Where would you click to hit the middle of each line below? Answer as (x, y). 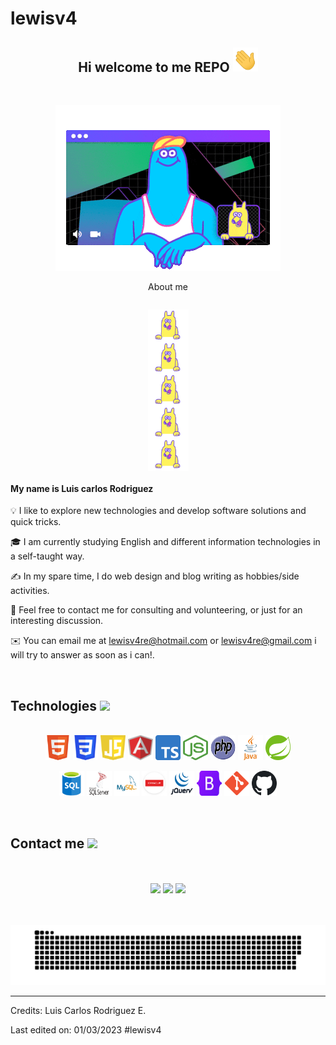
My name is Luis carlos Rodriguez (82, 488)
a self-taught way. (47, 556)
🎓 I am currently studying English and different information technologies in (165, 542)
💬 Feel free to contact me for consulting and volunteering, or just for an (156, 610)
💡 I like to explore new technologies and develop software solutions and (158, 511)
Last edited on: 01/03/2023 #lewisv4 (86, 1030)
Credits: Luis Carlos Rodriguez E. (78, 1011)
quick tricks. (36, 522)
